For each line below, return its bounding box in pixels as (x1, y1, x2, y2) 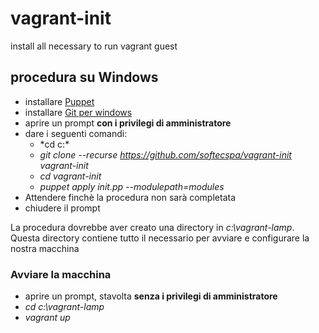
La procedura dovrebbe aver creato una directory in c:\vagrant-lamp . (10, 221, 295, 233)
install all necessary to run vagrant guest (10, 40, 178, 52)
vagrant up (24, 312, 71, 324)
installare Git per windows (24, 106, 133, 118)
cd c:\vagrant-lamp (24, 301, 105, 313)
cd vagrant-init (39, 170, 102, 182)
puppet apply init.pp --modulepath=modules (39, 180, 225, 192)
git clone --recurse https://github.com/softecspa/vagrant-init (39, 148, 292, 161)
